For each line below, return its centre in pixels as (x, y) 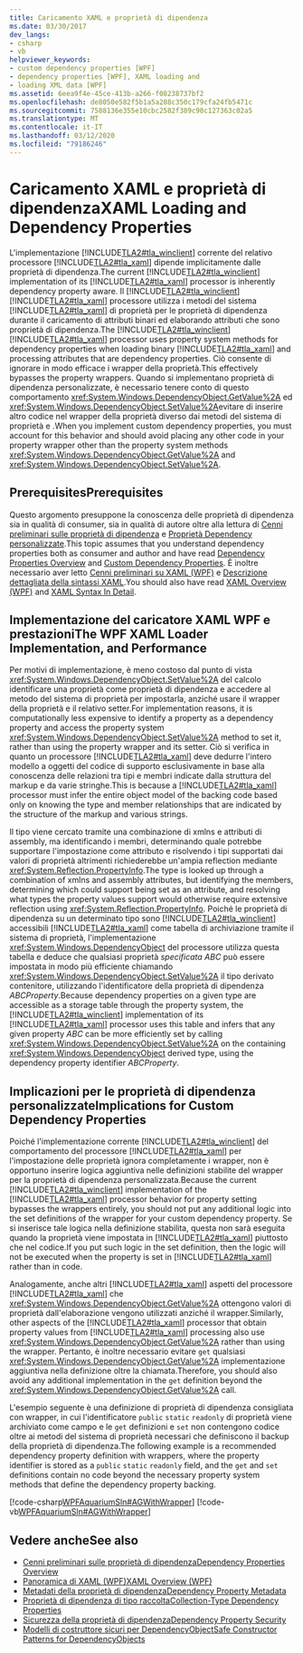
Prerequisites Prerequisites (86, 493)
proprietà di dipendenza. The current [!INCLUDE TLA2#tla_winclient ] (135, 272)
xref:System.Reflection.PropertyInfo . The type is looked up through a (137, 870)
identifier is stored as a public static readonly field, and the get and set (144, 1466)
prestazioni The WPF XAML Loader (109, 634)
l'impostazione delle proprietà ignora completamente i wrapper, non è (139, 1161)
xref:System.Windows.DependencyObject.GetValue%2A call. (123, 1390)
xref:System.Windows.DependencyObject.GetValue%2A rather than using (147, 1342)
